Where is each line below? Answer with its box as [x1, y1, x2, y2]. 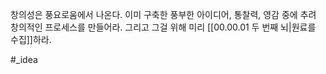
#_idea [10, 54, 38, 65]
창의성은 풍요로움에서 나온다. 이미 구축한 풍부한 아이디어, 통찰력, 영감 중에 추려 [10, 9, 317, 20]
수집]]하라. [10, 34, 52, 45]
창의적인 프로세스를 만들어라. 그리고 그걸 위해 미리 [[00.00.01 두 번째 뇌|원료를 [10, 21, 317, 33]
